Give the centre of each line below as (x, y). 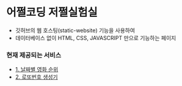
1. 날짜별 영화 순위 (37, 70)
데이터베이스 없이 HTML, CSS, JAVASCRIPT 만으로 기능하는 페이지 (96, 38)
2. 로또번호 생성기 (36, 77)
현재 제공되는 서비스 (34, 55)
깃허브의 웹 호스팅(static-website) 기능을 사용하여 (75, 30)
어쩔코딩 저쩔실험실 (52, 12)
